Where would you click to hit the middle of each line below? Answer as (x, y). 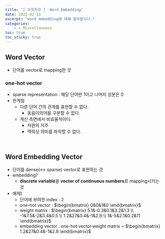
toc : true (15, 33)
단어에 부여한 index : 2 (42, 199)
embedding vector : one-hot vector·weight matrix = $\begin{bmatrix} (90, 226)
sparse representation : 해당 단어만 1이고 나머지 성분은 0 (68, 94)
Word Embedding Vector (44, 157)
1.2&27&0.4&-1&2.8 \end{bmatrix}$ (55, 231)
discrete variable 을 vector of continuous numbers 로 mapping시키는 (89, 181)
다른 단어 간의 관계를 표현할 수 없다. (54, 106)
